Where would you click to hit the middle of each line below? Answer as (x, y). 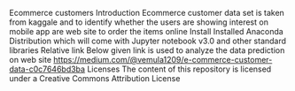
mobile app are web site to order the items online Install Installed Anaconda (146, 31)
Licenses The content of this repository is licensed (179, 69)
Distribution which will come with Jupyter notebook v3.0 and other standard (147, 41)
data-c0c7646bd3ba (47, 69)
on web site (30, 60)
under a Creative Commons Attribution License (95, 78)
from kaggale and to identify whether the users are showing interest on (139, 22)
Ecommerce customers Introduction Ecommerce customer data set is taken (147, 13)
